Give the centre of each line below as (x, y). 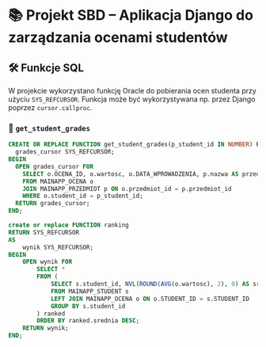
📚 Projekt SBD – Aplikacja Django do (131, 15)
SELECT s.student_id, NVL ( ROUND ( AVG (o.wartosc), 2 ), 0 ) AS (150, 284)
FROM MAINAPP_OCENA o (58, 181)
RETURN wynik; (46, 328)
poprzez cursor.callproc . (50, 107)
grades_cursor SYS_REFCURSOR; (65, 152)
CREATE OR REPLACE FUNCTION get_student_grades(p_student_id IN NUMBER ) (131, 145)
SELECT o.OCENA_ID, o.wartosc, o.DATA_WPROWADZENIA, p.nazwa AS (131, 174)
